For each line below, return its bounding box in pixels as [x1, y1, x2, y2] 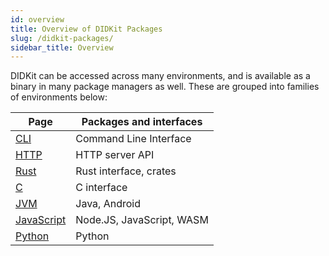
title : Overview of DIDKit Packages [10, 24, 163, 34]
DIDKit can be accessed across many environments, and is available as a [10, 70, 311, 82]
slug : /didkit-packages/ [10, 33, 114, 43]
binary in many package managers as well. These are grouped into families [10, 81, 320, 93]
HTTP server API [75, 148, 155, 162]
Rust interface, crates [75, 164, 177, 178]
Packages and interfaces [81, 115, 203, 129]
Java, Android [75, 197, 141, 211]
